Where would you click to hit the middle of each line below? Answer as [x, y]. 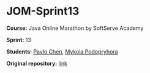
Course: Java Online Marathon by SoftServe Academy [75, 28]
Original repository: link [37, 63]
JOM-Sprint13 [43, 11]
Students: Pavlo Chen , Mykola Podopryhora [62, 51]
